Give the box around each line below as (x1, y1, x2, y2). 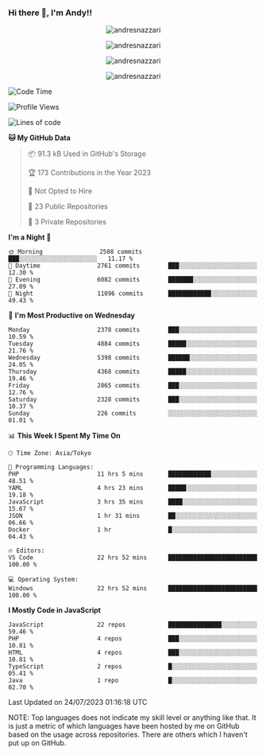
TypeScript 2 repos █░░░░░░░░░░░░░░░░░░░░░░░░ (8, 663, 258, 671)
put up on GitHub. (8, 738, 67, 748)
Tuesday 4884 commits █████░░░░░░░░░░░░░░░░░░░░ (8, 340, 258, 348)
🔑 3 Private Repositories (27, 217, 107, 227)
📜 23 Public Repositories (27, 202, 109, 212)
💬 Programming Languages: (8, 463, 94, 472)
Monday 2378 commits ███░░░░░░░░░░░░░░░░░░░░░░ (8, 326, 258, 334)
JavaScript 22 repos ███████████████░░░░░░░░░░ (8, 621, 258, 629)
